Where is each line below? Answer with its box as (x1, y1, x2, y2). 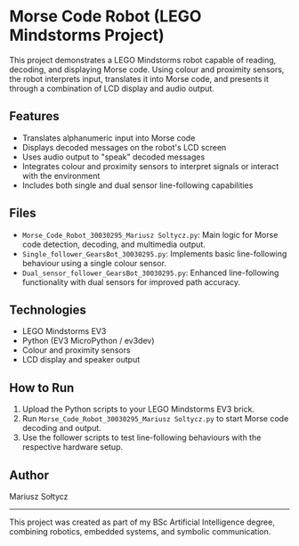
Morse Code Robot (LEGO (9, 6, 202, 27)
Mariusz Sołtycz (9, 492, 69, 501)
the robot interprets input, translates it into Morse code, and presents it (9, 73, 270, 84)
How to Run (9, 380, 75, 395)
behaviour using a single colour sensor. (21, 257, 167, 268)
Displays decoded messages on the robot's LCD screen (21, 142, 227, 152)
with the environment (21, 170, 101, 181)
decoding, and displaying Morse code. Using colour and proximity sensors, (9, 64, 285, 75)
